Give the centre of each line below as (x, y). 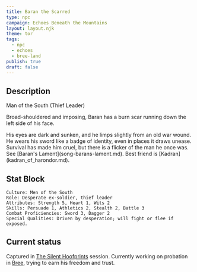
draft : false (22, 67)
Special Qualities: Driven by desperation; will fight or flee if (90, 218)
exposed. (17, 224)
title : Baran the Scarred (38, 12)
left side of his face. (30, 123)
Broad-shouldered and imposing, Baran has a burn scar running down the (96, 117)
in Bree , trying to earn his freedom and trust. (61, 262)
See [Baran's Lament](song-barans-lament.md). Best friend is (82, 154)
